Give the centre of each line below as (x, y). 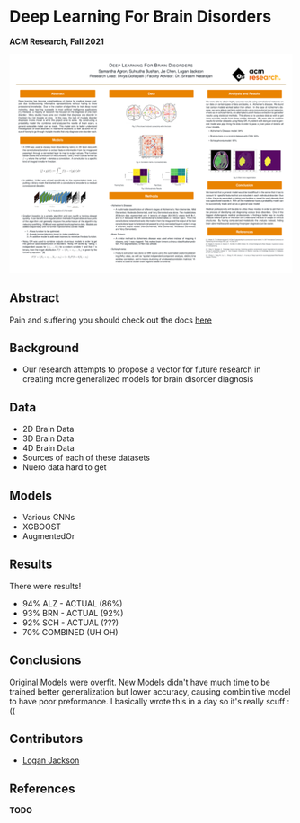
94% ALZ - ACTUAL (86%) (72, 603)
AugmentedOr (49, 536)
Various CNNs (49, 517)
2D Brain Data (48, 429)
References (42, 788)
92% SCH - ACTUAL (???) (71, 623)
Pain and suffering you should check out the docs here (111, 320)
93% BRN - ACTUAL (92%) (73, 613)
